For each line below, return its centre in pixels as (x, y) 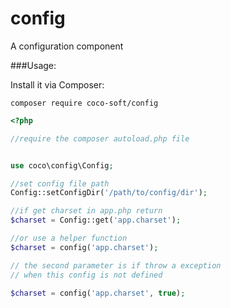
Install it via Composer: (57, 84)
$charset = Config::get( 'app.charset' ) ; (96, 220)
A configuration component (67, 46)
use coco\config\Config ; (62, 165)
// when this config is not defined (86, 275)
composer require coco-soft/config (84, 103)
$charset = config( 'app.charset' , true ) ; (98, 293)
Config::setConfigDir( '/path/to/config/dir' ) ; (109, 193)
